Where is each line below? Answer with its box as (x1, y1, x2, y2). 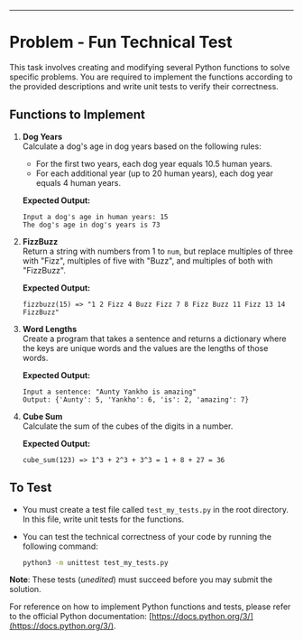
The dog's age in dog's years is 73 (22, 220, 161, 229)
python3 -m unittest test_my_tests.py (22, 558, 169, 567)
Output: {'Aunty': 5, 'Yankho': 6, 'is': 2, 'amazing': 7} (22, 394, 250, 404)
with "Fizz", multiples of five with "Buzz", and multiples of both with (22, 255, 273, 266)
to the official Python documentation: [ (9, 611, 152, 622)
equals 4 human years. (35, 177, 122, 188)
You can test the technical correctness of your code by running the (22, 531, 272, 542)
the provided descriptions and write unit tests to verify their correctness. (9, 80, 280, 91)
